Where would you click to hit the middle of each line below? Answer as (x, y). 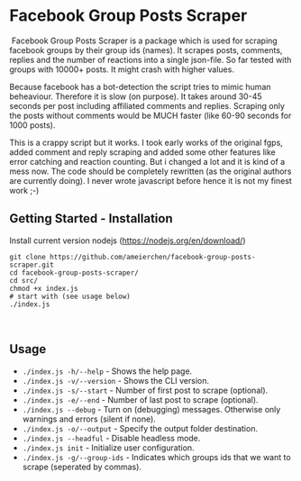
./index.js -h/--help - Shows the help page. (107, 371)
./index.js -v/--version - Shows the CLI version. (116, 380)
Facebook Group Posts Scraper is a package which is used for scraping (144, 41)
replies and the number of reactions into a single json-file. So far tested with (150, 59)
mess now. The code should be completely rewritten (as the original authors (150, 171)
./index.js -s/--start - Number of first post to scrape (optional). (145, 390)
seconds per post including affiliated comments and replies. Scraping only (147, 105)
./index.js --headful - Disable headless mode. (111, 438)
